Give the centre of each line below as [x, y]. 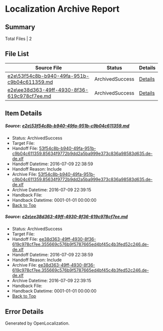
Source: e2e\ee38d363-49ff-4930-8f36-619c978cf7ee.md [66, 216]
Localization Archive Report [62, 9]
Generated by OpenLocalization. [37, 323]
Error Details [24, 311]
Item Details [24, 113]
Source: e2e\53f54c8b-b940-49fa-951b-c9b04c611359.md [67, 126]
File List [17, 54]
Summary [20, 27]
